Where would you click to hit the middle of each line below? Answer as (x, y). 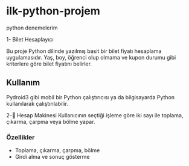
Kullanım (23, 83)
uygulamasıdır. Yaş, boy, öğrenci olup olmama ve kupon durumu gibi (91, 57)
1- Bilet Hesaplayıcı (30, 39)
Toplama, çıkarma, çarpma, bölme (57, 150)
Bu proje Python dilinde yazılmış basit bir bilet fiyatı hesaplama (84, 51)
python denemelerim (32, 28)
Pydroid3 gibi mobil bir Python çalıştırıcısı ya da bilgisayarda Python (91, 97)
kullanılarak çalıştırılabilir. (37, 103)
